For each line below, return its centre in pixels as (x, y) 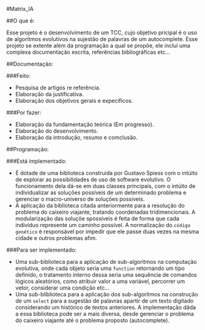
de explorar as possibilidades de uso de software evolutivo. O (93, 179)
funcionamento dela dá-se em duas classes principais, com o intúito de (105, 186)
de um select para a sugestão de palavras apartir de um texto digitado (104, 301)
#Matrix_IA (20, 9)
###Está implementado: (36, 161)
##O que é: (20, 21)
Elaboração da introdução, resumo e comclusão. (76, 137)
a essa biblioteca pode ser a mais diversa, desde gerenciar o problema (104, 314)
